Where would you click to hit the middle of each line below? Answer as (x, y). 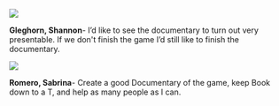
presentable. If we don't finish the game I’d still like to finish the (124, 39)
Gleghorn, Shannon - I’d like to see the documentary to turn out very (134, 30)
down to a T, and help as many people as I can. (95, 92)
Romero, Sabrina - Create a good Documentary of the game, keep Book (140, 83)
